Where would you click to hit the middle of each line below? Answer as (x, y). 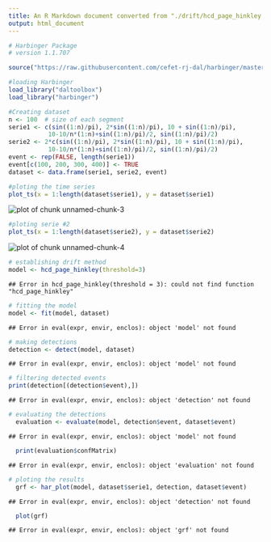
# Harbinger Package (43, 45)
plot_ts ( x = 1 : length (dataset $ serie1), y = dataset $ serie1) (112, 194)
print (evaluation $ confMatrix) (66, 451)
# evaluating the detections (57, 415)
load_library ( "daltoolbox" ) (56, 90)
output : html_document (46, 23)
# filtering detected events (57, 378)
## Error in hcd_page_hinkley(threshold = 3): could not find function (131, 284)
